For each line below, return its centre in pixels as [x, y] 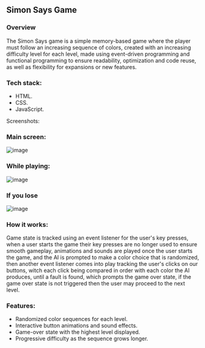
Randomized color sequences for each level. [71, 319]
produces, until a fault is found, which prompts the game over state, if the [99, 277]
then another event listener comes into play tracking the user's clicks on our [102, 264]
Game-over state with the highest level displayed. [78, 332]
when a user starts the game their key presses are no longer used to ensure [102, 244]
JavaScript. [30, 109]
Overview [21, 28]
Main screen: [26, 137]
